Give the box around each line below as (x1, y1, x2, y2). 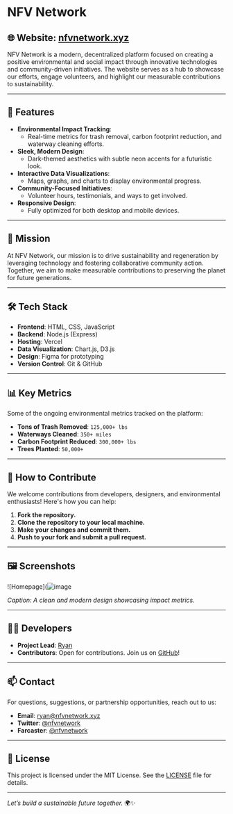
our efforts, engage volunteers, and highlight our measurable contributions (7, 72, 221, 81)
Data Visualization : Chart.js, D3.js (17, 345, 116, 353)
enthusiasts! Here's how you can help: (7, 498, 116, 506)
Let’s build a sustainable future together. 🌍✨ (7, 799, 136, 807)
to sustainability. (7, 80, 54, 88)
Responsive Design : (17, 199, 76, 207)
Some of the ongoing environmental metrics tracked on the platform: (7, 409, 203, 418)
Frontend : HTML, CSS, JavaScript (17, 323, 115, 331)
